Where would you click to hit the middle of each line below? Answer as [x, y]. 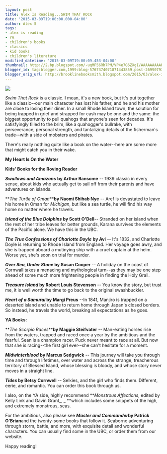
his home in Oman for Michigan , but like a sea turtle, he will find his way [79, 204]
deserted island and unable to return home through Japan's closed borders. [83, 305]
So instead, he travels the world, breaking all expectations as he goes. [77, 310]
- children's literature [31, 56]
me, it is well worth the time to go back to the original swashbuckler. [75, 290]
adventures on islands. [28, 189]
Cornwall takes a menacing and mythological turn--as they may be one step [83, 270]
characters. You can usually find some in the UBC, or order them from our [81, 431]
